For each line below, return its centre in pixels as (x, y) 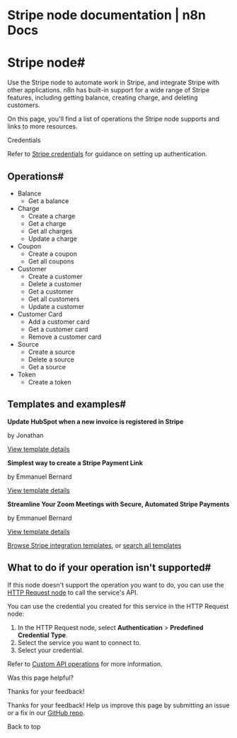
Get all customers (54, 299)
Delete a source (51, 359)
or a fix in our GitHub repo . (46, 712)
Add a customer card (59, 321)
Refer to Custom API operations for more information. (85, 663)
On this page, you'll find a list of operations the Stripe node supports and (114, 119)
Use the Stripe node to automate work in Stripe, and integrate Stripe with (113, 82)
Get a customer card (58, 329)
